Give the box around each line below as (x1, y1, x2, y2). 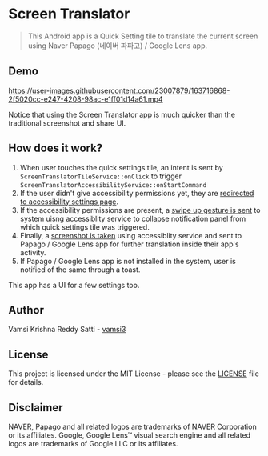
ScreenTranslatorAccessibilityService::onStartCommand (19, 181, 207, 189)
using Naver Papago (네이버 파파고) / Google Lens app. (27, 41, 208, 50)
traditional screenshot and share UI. (8, 118, 126, 128)
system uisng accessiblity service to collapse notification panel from (19, 214, 246, 223)
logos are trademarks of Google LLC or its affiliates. (8, 439, 178, 448)
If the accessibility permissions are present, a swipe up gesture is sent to (19, 205, 261, 214)
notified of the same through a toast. (19, 265, 141, 274)
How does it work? (8, 142, 103, 155)
